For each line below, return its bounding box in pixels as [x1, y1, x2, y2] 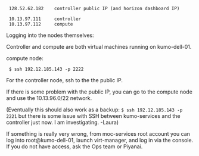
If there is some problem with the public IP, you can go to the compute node [6, 88, 192, 95]
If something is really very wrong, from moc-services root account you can [6, 130, 191, 137]
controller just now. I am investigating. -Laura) [6, 119, 119, 126]
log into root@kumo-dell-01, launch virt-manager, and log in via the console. [6, 137, 194, 143]
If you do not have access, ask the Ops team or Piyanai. [6, 143, 143, 150]
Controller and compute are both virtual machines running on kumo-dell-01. [6, 43, 192, 50]
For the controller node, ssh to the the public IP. [6, 77, 123, 83]
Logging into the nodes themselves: [6, 32, 94, 39]
